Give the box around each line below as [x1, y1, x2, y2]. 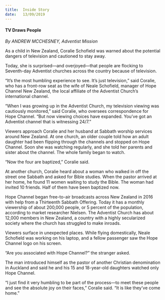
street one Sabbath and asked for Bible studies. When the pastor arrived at [5, 174, 157, 180]
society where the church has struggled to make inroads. [5, 220, 121, 226]
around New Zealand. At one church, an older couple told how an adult [5, 133, 149, 139]
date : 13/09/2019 [5, 12, 45, 17]
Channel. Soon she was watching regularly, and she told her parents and [5, 144, 153, 150]
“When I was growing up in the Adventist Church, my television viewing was [5, 102, 159, 109]
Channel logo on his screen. [5, 240, 62, 246]
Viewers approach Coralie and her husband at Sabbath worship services [5, 128, 153, 134]
